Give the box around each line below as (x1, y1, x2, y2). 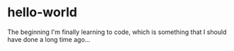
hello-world (7, 4, 78, 21)
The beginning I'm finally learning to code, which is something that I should (7, 28, 227, 36)
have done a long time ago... (7, 35, 91, 43)
